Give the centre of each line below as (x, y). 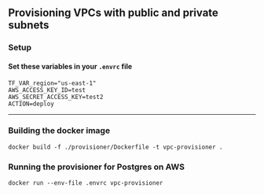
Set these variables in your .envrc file (70, 66)
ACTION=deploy (31, 104)
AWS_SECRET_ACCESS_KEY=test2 (56, 97)
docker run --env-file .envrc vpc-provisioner (86, 183)
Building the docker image (59, 131)
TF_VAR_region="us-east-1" (52, 83)
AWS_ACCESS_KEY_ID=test (47, 90)
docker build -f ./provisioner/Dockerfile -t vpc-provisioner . (115, 147)
